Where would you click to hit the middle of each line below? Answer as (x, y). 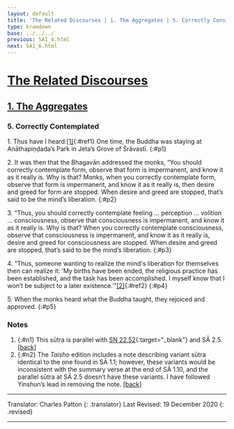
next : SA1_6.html (32, 46)
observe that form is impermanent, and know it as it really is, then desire (111, 184)
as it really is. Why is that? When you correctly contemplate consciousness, (116, 227)
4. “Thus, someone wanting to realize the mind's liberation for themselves (113, 263)
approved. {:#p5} (32, 306)
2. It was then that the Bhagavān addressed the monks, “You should (104, 162)
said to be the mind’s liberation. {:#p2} (62, 199)
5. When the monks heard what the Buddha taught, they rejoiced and (106, 299)
